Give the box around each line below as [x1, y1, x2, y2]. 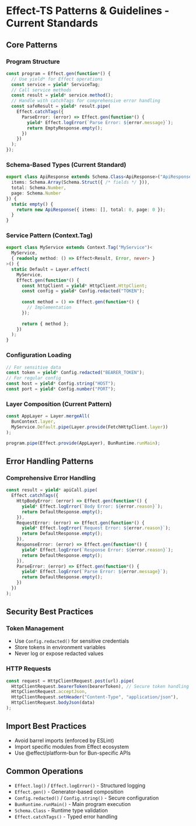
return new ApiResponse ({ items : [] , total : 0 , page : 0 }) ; [16, 207, 166, 213]
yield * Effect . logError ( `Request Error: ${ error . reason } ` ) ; [21, 525, 171, 531]
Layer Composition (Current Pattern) [6, 400, 112, 408]
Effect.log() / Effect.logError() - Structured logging [14, 782, 146, 789]
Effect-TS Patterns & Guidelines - [6, 4, 170, 18]
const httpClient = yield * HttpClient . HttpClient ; [21, 283, 148, 289]
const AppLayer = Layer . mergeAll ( [6, 413, 90, 419]
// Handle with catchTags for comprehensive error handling [11, 98, 160, 104]
